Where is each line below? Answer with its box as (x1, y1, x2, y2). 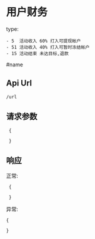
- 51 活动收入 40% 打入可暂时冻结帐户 (6, 44, 90, 50)
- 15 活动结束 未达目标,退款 (6, 50, 69, 56)
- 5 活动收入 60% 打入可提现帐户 (6, 38, 81, 44)
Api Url (6, 78, 32, 88)
